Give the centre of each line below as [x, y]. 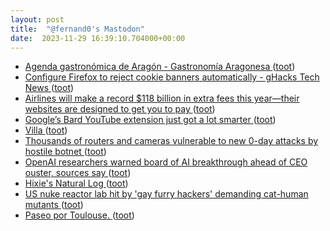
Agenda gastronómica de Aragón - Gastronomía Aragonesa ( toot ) [160, 67]
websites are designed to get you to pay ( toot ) [120, 109]
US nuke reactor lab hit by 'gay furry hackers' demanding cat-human [166, 194]
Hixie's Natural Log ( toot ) [76, 183]
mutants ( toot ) [54, 205]
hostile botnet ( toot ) [65, 152]
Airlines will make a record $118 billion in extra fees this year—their [162, 98]
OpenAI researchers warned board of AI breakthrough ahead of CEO [166, 162]
